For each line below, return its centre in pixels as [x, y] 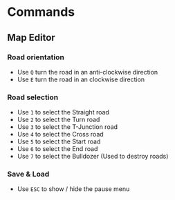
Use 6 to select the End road [57, 149]
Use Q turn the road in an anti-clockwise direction [87, 72]
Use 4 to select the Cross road [60, 134]
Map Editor [31, 38]
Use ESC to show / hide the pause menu [73, 189]
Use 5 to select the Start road [59, 141]
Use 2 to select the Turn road [58, 120]
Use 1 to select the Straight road [63, 112]
